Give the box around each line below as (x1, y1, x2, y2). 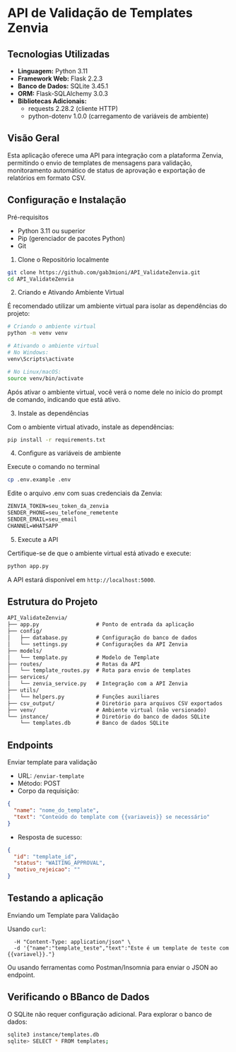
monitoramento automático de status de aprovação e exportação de (7, 166, 206, 175)
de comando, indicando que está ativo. (7, 395, 121, 403)
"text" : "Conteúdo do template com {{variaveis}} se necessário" (13, 813, 211, 820)
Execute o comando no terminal (7, 463, 100, 471)
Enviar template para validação (7, 758, 98, 767)
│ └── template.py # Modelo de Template (7, 654, 160, 661)
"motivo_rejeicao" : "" (13, 866, 81, 873)
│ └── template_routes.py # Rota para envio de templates (7, 667, 191, 674)
